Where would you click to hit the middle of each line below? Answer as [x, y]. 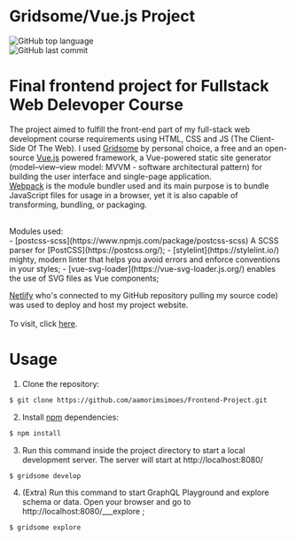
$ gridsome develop [45, 475]
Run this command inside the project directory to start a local [133, 450]
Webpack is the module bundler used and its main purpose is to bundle [139, 185]
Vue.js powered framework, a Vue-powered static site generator [154, 158]
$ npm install [35, 433]
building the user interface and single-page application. [111, 176]
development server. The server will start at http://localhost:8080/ [143, 460]
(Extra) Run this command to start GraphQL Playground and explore [145, 492]
